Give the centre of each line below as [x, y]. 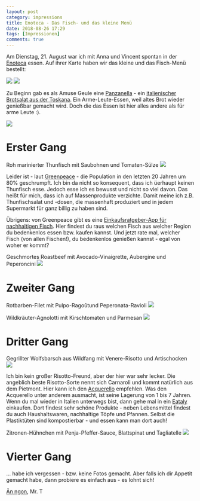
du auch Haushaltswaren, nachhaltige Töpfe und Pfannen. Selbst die [90, 414]
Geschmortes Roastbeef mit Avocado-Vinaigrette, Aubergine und [86, 256]
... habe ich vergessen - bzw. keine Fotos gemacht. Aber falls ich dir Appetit [99, 473]
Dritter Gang [37, 342]
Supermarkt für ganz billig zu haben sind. [57, 208]
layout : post [22, 12]
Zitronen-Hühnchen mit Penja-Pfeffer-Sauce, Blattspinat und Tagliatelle [94, 433]
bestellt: [16, 69]
